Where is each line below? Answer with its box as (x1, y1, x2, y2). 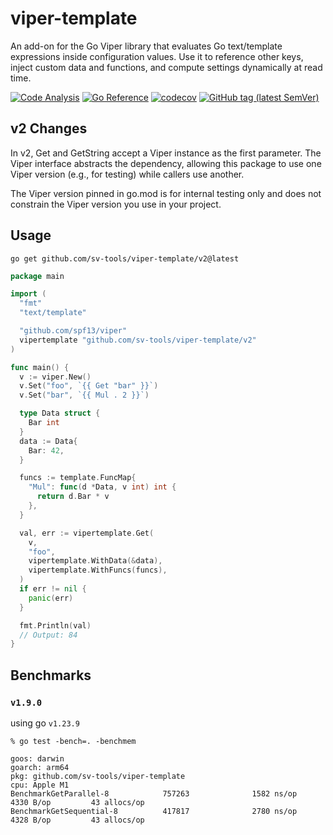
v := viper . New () (19, 372, 92, 382)
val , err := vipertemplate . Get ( (19, 528, 155, 538)
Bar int (28, 418, 60, 428)
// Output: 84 (19, 630, 78, 640)
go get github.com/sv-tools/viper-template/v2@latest (10, 253, 240, 264)
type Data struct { (19, 408, 101, 419)
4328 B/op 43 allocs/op (10, 815, 145, 825)
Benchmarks (10, 667, 92, 684)
